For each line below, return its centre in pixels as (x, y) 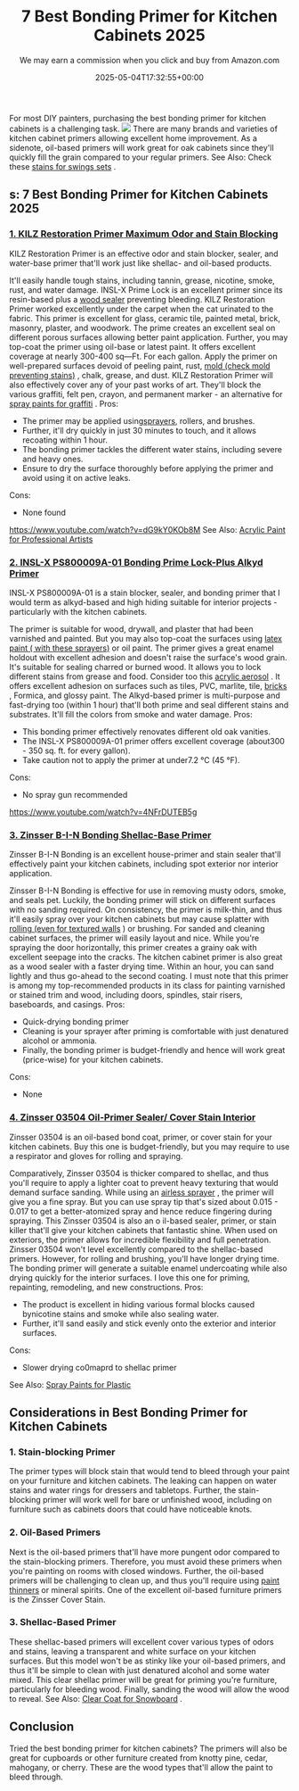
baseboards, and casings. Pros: (67, 1005)
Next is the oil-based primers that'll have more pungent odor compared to (145, 1552)
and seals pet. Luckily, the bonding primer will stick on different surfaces (142, 900)
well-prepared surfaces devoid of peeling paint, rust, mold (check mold (140, 365)
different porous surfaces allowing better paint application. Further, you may (149, 337)
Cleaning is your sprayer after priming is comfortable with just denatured (155, 1032)
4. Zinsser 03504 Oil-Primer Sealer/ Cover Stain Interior (133, 1117)
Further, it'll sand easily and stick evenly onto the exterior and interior (149, 1323)
